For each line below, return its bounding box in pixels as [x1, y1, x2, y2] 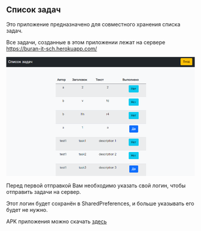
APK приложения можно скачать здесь [6, 218, 107, 225]
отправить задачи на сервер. [6, 188, 81, 195]
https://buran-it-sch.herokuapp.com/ [6, 45, 98, 52]
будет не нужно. [6, 206, 48, 213]
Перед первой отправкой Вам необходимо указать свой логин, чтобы [6, 182, 186, 189]
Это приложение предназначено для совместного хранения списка [6, 20, 181, 28]
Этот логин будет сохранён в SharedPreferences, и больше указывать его [6, 200, 194, 207]
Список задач [6, 5, 61, 15]
